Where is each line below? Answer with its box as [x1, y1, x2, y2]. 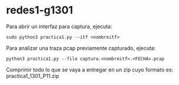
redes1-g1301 [6, 4, 74, 17]
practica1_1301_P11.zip [6, 72, 59, 79]
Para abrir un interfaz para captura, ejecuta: [6, 23, 112, 30]
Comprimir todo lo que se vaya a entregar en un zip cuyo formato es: [6, 66, 174, 73]
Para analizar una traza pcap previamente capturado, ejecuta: [6, 45, 156, 52]
